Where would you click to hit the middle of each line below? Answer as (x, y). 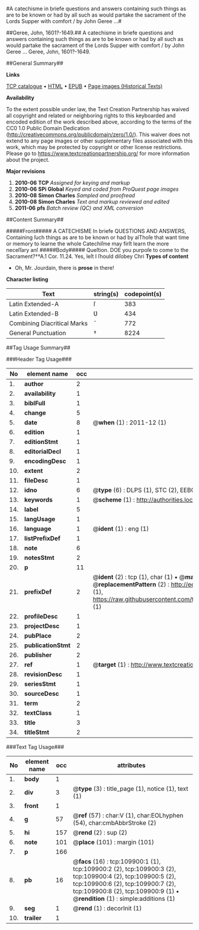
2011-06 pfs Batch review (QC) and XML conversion (79, 208)
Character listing (27, 279)
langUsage (40, 519)
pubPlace (38, 636)
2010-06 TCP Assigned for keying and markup (72, 183)
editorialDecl (43, 451)
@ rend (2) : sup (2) (100, 833)
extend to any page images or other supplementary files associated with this (99, 141)
